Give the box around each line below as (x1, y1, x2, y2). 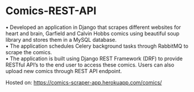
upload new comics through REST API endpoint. (5, 67, 122, 74)
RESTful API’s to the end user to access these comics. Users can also (5, 61, 175, 68)
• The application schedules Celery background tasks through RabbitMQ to (5, 42, 189, 50)
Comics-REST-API (5, 4, 97, 18)
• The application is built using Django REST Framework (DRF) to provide (5, 55, 183, 62)
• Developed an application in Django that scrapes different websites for (5, 24, 181, 31)
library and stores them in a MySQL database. (5, 36, 117, 43)
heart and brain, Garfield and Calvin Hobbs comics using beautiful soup (5, 29, 180, 37)
